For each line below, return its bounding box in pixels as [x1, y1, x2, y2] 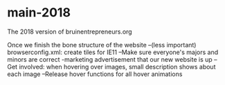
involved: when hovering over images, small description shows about [19, 62, 216, 71]
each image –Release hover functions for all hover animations [7, 70, 183, 78]
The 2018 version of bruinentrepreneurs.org [7, 27, 133, 36]
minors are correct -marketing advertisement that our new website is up [7, 55, 213, 63]
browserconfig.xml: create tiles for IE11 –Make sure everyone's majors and [7, 48, 219, 56]
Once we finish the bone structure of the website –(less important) [7, 40, 197, 49]
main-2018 [7, 5, 71, 21]
